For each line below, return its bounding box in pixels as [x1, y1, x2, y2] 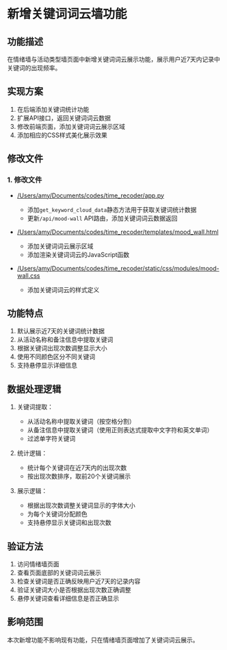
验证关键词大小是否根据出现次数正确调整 [16, 586, 131, 594]
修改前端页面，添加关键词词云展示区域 [16, 122, 125, 130]
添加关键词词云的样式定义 [27, 285, 100, 293]
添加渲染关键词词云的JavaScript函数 [27, 250, 130, 258]
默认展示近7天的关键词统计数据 [16, 327, 105, 335]
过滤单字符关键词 [27, 435, 76, 443]
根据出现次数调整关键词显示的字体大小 [27, 501, 135, 509]
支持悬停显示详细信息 [16, 361, 77, 370]
